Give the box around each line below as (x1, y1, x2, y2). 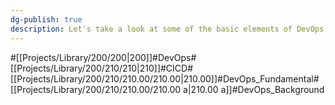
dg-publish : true (10, 14, 83, 25)
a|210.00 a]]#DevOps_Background (183, 83, 325, 95)
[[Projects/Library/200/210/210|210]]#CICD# (10, 62, 194, 74)
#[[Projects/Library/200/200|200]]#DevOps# (10, 51, 197, 63)
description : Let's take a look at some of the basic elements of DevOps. (10, 24, 329, 34)
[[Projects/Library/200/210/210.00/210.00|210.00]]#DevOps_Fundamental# (10, 72, 320, 85)
